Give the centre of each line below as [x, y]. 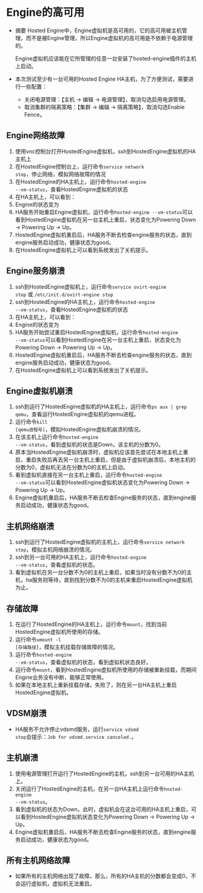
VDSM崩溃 [27, 713]
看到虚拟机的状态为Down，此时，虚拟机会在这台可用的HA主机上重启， [103, 809]
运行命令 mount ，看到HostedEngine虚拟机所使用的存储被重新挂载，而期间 [106, 670]
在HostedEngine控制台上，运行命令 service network [79, 166]
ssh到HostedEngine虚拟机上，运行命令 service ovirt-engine [91, 286]
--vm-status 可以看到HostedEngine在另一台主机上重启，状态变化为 [98, 340]
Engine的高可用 [45, 12]
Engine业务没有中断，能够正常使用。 [61, 677]
